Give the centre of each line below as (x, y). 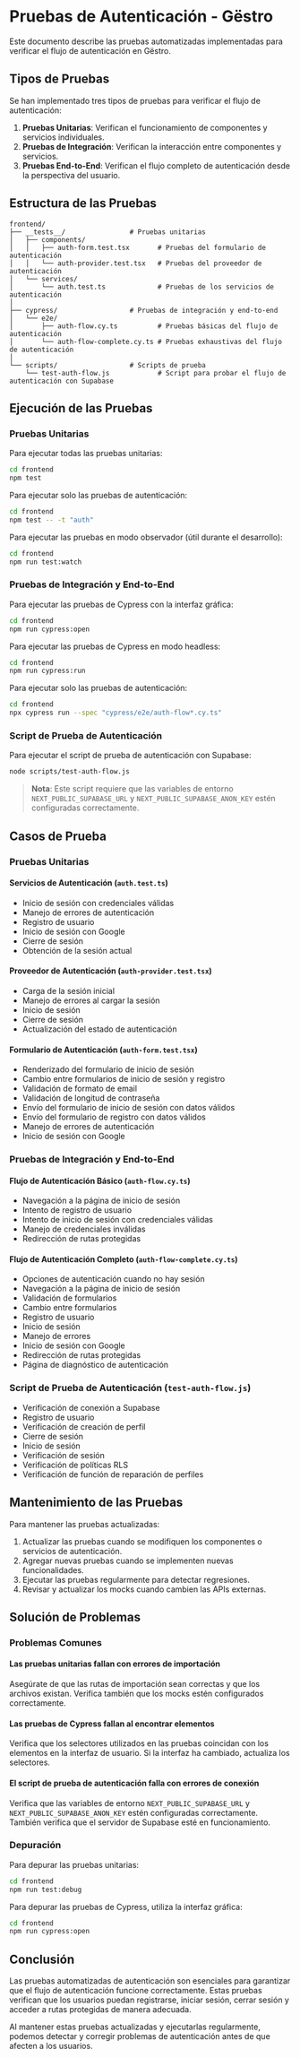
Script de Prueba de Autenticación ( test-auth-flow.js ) (130, 1388)
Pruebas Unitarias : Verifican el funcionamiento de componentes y (145, 127)
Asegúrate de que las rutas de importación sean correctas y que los (135, 1684)
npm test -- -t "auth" (51, 520)
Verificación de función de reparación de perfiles (113, 1474)
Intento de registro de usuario (77, 1210)
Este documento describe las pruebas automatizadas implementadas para (146, 41)
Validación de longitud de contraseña (91, 1098)
